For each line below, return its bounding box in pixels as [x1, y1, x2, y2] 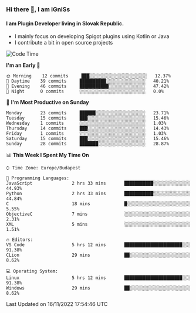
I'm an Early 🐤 [6, 62, 40, 69]
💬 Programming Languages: [6, 175, 69, 181]
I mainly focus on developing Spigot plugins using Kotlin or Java [14, 33, 170, 40]
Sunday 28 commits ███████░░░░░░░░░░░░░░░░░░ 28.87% [6, 141, 169, 147]
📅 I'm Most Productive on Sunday [6, 99, 89, 106]
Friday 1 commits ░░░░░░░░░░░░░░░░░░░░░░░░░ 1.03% [6, 131, 167, 137]
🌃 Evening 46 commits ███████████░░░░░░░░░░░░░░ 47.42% [6, 83, 169, 90]
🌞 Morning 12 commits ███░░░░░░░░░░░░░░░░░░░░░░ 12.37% [6, 73, 171, 79]
